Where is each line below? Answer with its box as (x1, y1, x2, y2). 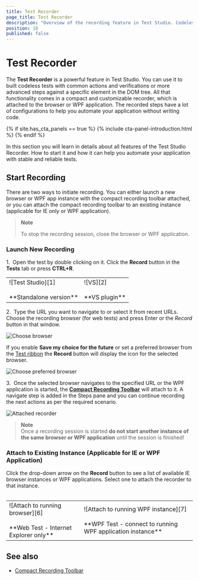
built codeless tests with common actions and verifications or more (6, 82, 170, 90)
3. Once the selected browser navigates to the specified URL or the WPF (6, 380, 185, 387)
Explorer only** (9, 531, 54, 540)
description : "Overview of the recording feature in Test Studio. (6, 20, 174, 26)
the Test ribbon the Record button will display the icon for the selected (6, 350, 179, 358)
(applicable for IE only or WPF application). (6, 207, 111, 214)
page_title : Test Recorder (6, 14, 73, 20)
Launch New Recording (6, 245, 75, 253)
